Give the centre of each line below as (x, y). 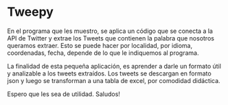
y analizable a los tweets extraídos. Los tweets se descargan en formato (109, 73)
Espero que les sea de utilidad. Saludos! (64, 94)
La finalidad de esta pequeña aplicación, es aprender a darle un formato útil (114, 66)
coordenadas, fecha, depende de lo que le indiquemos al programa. (103, 53)
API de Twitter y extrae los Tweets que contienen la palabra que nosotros (111, 38)
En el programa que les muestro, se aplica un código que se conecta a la (110, 31)
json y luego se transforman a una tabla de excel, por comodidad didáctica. (114, 80)
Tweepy (30, 12)
